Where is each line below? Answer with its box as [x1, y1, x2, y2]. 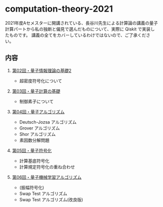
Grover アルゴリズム [19, 125, 60, 131]
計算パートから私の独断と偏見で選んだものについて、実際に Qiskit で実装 [5, 26, 151, 32]
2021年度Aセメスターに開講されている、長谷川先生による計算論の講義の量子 [5, 20, 158, 26]
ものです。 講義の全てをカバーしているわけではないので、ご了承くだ [9, 32, 146, 38]
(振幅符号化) [19, 184, 44, 190]
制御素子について [19, 98, 54, 104]
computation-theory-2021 [5, 3, 113, 15]
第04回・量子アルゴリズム [12, 109, 65, 114]
